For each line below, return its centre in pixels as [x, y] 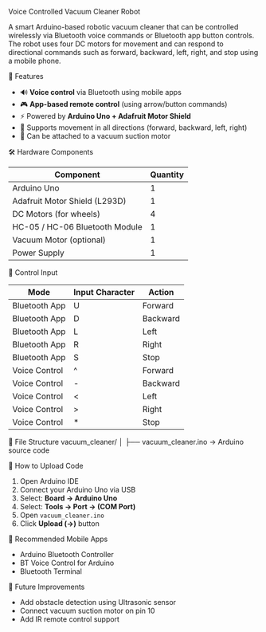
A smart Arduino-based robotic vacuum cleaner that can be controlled [123, 27]
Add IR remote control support [69, 619]
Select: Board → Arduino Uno [68, 498]
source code [29, 450]
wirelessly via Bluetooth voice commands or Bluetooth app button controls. [131, 35]
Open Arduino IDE [49, 481]
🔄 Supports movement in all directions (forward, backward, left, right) [133, 128]
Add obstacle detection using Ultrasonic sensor [98, 602]
